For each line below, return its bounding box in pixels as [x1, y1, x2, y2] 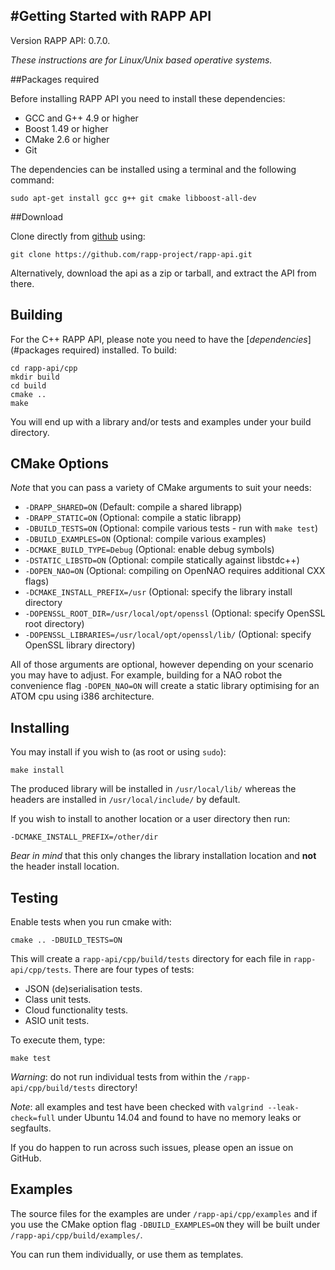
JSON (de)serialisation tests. [24, 983, 143, 995]
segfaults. [10, 1122, 52, 1134]
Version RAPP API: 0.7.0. [10, 34, 111, 46]
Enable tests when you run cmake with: [10, 916, 172, 928]
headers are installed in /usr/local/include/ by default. [10, 794, 241, 806]
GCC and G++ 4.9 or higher [24, 112, 139, 124]
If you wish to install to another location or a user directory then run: [10, 813, 291, 825]
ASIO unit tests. [24, 1015, 90, 1027]
